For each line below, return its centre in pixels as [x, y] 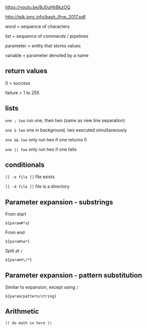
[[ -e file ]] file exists [30, 177]
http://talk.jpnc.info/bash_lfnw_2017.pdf [45, 17]
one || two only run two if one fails [41, 149]
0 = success [18, 83]
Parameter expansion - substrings [59, 202]
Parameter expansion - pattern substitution [74, 275]
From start [16, 214]
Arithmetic [22, 311]
